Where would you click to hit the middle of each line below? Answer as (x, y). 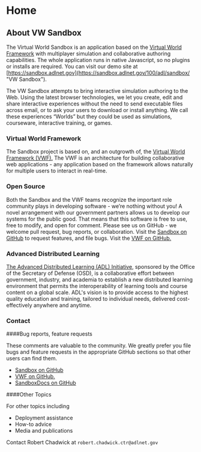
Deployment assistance (44, 418)
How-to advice (33, 424)
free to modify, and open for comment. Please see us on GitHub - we (91, 225)
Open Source (26, 186)
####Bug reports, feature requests (49, 334)
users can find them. (32, 359)
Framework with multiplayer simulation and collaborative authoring (88, 54)
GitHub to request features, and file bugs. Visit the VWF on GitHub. (89, 238)
